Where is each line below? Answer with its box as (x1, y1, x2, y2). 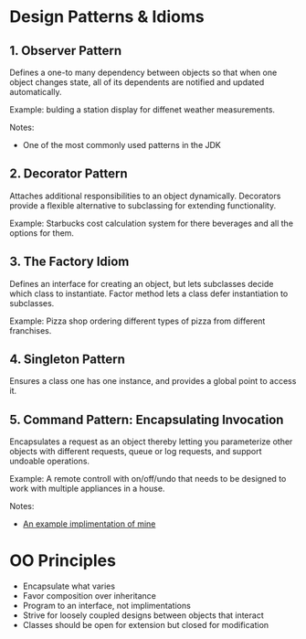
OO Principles (9, 550, 117, 571)
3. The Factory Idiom (9, 254, 130, 270)
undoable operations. (9, 455, 90, 467)
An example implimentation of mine (22, 518, 156, 529)
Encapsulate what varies (22, 580, 116, 591)
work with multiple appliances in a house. (9, 483, 165, 495)
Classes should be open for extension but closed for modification (22, 620, 269, 631)
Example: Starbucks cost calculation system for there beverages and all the (9, 218, 294, 229)
